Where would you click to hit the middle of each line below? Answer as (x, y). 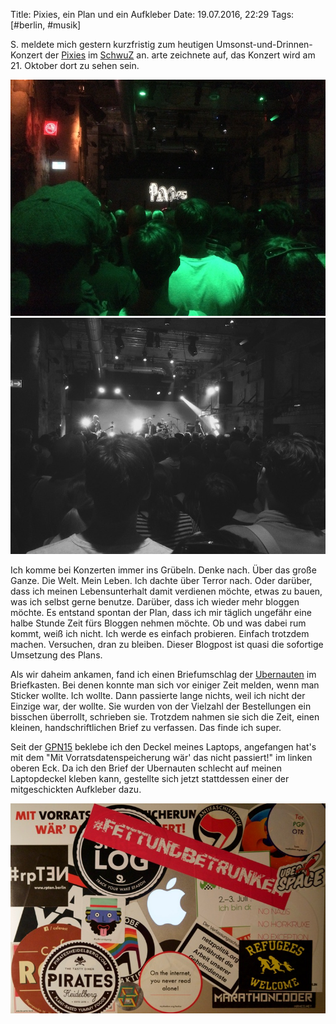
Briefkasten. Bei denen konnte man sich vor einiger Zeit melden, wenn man (165, 685)
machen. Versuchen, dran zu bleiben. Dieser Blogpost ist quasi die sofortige (167, 644)
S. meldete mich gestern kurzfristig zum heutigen (112, 44)
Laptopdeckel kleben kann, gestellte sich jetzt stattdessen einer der (150, 778)
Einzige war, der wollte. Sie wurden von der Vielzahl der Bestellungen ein (161, 706)
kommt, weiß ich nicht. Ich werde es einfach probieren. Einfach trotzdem (160, 633)
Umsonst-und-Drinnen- (264, 44)
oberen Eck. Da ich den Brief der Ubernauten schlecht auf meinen (146, 768)
